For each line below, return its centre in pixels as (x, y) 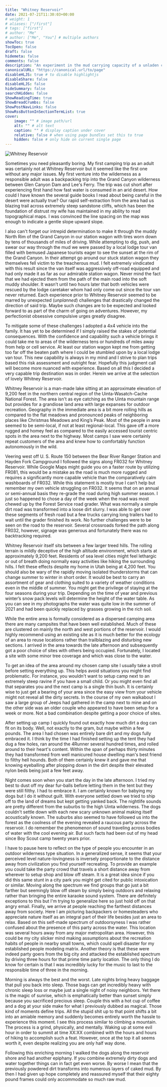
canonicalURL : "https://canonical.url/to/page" (55, 70)
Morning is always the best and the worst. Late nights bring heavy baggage (83, 980)
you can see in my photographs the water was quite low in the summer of (80, 604)
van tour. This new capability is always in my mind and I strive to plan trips (81, 358)
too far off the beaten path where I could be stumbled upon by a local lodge (83, 353)
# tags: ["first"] (24, 28)
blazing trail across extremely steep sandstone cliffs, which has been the (80, 206)
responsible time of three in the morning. (47, 970)
